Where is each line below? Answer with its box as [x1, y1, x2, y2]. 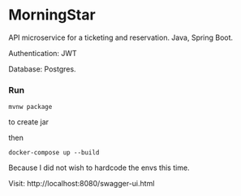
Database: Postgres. [8, 63, 76, 74]
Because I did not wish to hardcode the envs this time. [8, 163, 190, 172]
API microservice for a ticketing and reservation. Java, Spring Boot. [8, 33, 234, 42]
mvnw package [8, 103, 53, 111]
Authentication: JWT [8, 48, 77, 58]
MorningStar [8, 6, 96, 24]
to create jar [8, 117, 49, 127]
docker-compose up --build [8, 149, 100, 157]
